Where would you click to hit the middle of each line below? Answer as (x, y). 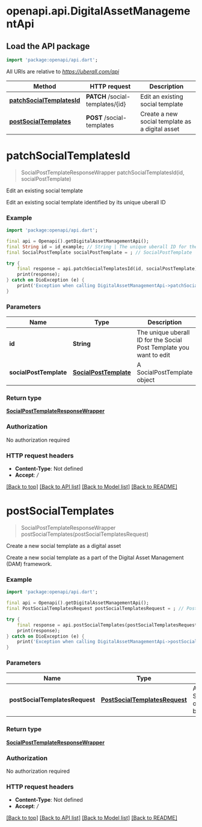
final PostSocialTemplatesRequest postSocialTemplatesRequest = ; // (95, 609)
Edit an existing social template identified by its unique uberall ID (86, 202)
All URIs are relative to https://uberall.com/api (63, 71)
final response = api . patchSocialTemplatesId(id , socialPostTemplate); (109, 269)
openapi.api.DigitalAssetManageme (98, 11)
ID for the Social (159, 340)
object (146, 380)
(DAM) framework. (29, 564)
